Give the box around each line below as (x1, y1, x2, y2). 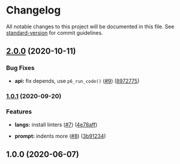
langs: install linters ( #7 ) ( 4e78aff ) (14, 121, 98, 128)
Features (6, 108, 32, 116)
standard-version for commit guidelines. (6, 29, 103, 36)
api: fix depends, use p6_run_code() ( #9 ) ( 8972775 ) (14, 77, 140, 84)
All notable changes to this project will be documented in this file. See (6, 23, 175, 30)
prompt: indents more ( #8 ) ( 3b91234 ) (14, 132, 106, 139)
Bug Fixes (6, 64, 35, 72)
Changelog (6, 4, 61, 17)
